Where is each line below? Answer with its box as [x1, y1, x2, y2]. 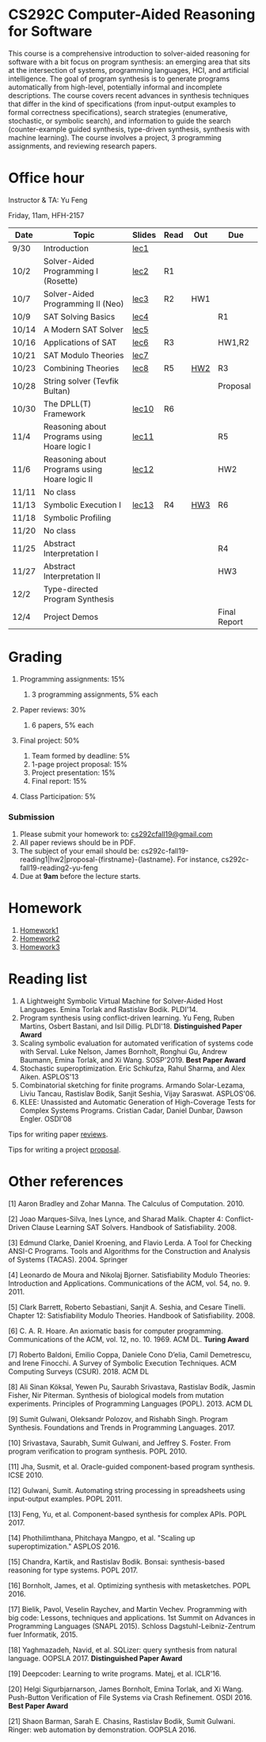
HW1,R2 [217, 337, 249, 348]
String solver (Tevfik [43, 375, 119, 386]
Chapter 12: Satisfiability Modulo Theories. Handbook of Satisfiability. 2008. [8, 1310, 256, 1320]
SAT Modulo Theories [43, 350, 124, 361]
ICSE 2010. [8, 1470, 44, 1480]
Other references [8, 1173, 124, 1190]
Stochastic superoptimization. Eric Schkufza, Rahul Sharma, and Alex [19, 1064, 245, 1073]
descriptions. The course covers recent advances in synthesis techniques [8, 90, 249, 100]
